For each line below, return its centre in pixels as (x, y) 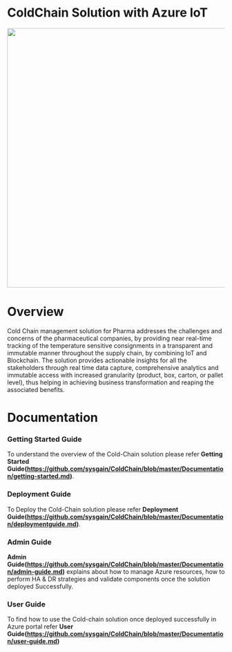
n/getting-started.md (39, 476)
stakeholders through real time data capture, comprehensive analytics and (113, 367)
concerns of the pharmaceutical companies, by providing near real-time (109, 338)
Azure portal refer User (40, 626)
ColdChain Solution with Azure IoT (108, 13)
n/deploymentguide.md (42, 524)
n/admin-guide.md (35, 571)
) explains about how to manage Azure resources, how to (144, 571)
